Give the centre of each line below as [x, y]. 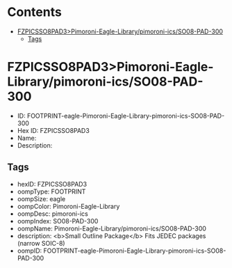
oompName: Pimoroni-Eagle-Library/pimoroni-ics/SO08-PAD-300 [112, 228]
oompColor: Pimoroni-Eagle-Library [68, 206]
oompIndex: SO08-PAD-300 [58, 221]
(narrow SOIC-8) [41, 243]
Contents [35, 12]
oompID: [30, 251]
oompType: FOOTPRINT [51, 191]
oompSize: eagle [41, 198]
